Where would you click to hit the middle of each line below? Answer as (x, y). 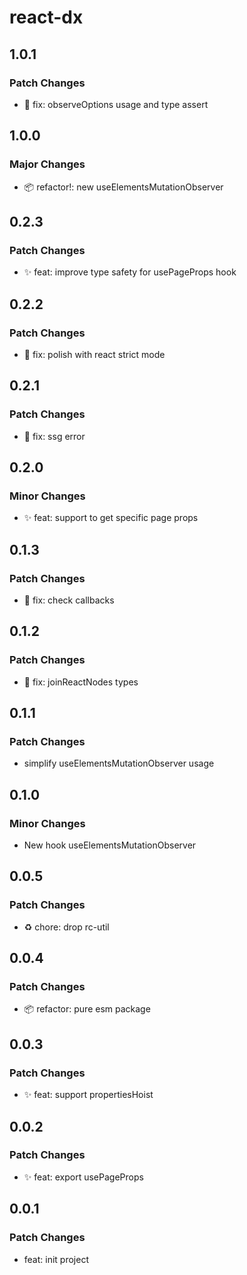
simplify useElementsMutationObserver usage (119, 763)
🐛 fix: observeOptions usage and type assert (116, 104)
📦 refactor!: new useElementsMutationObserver (123, 187)
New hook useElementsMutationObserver (110, 845)
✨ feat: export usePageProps (83, 1177)
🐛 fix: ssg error (54, 436)
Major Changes (47, 164)
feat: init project (56, 1259)
